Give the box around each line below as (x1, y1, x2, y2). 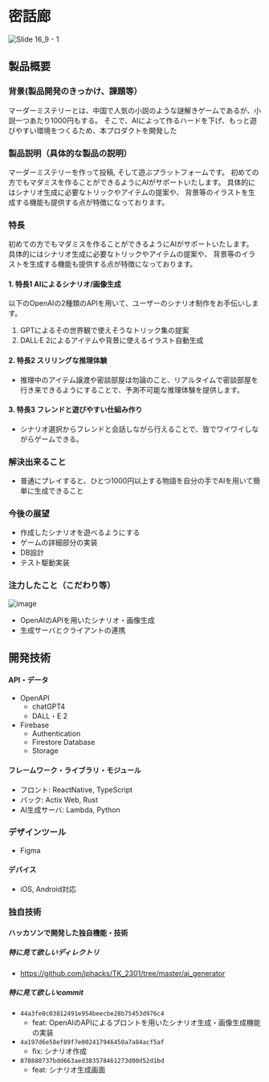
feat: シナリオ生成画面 (31, 1065, 106, 1075)
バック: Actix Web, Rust (19, 795, 99, 804)
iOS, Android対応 (19, 885, 76, 894)
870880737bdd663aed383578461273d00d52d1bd (19, 1057, 165, 1065)
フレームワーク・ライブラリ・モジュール (8, 765, 142, 775)
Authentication (31, 729, 81, 738)
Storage (31, 746, 59, 755)
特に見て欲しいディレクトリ (8, 948, 100, 958)
